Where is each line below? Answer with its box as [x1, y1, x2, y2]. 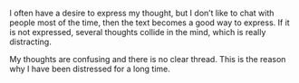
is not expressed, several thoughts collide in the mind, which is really [9, 27, 266, 37]
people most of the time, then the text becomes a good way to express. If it [9, 17, 290, 28]
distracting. [9, 36, 52, 47]
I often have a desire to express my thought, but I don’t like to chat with [9, 8, 275, 18]
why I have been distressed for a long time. [9, 63, 170, 74]
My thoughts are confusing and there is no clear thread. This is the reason [9, 54, 286, 64]
